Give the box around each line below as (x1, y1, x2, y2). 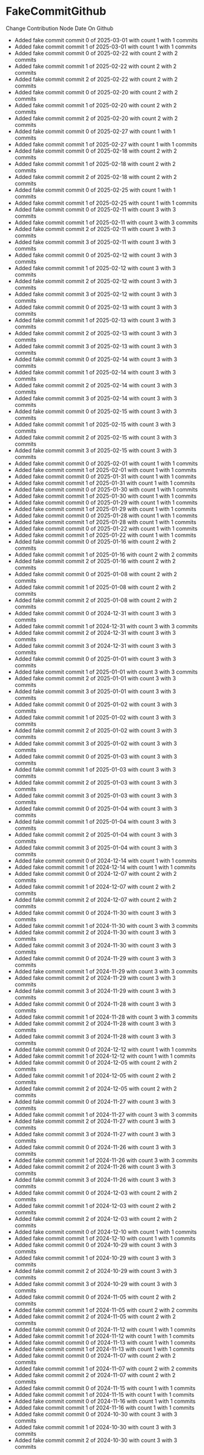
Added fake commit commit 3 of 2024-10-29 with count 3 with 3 (14, 1280, 178, 1288)
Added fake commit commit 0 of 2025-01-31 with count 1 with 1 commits (14, 473, 197, 480)
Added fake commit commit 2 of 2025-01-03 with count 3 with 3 (14, 778, 178, 786)
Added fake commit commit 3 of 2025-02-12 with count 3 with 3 (14, 290, 177, 298)
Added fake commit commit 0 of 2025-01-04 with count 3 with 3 (14, 805, 178, 812)
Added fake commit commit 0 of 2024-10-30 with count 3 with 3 (14, 1410, 178, 1418)
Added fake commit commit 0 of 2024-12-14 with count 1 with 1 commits (14, 857, 197, 864)
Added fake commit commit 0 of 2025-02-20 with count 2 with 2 (14, 88, 178, 96)
